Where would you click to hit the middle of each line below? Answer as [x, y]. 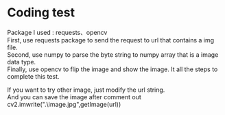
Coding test [41, 13]
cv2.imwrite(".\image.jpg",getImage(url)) [64, 104]
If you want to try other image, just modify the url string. [86, 90]
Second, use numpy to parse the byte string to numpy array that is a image [113, 54]
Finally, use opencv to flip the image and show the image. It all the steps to [113, 69]
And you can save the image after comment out [74, 97]
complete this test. [33, 76]
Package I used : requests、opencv [57, 32]
